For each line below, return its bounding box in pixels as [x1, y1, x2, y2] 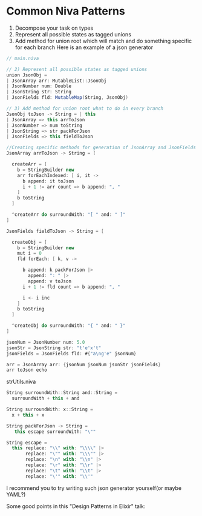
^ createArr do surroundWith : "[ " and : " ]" [11, 212, 126, 218]
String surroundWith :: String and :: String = [6, 390, 118, 396]
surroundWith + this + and [11, 395, 80, 401]
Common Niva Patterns [6, 4, 125, 18]
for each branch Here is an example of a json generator [15, 44, 154, 51]
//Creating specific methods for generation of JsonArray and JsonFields [6, 144, 197, 151]
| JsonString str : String [6, 89, 71, 95]
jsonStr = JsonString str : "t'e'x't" [6, 344, 102, 351]
